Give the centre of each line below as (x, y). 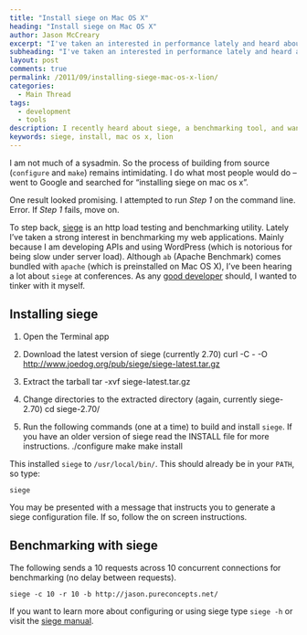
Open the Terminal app (66, 336)
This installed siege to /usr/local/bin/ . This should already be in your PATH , (152, 463)
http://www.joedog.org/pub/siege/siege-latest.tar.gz (122, 364)
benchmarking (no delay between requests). (93, 577)
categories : (32, 86)
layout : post (34, 60)
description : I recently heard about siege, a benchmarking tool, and (147, 129)
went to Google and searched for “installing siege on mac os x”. (129, 182)
